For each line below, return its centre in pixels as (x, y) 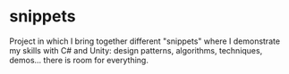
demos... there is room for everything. (79, 60)
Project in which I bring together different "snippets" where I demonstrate (144, 41)
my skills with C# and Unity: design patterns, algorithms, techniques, (136, 50)
